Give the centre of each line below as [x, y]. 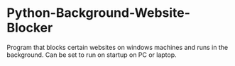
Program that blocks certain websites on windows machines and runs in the [117, 47]
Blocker [30, 28]
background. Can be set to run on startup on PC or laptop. [92, 55]
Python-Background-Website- [99, 13]
